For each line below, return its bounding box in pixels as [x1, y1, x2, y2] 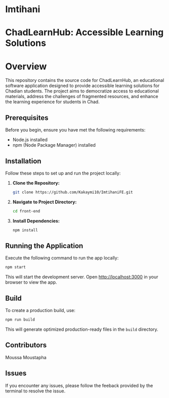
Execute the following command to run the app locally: [5, 255, 119, 261]
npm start [5, 264, 26, 270]
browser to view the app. [5, 279, 57, 285]
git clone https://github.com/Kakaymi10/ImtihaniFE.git [12, 190, 133, 195]
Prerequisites [5, 113, 49, 122]
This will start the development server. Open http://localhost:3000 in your [5, 274, 158, 280]
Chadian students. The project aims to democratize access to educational [5, 88, 159, 94]
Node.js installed [12, 137, 48, 143]
